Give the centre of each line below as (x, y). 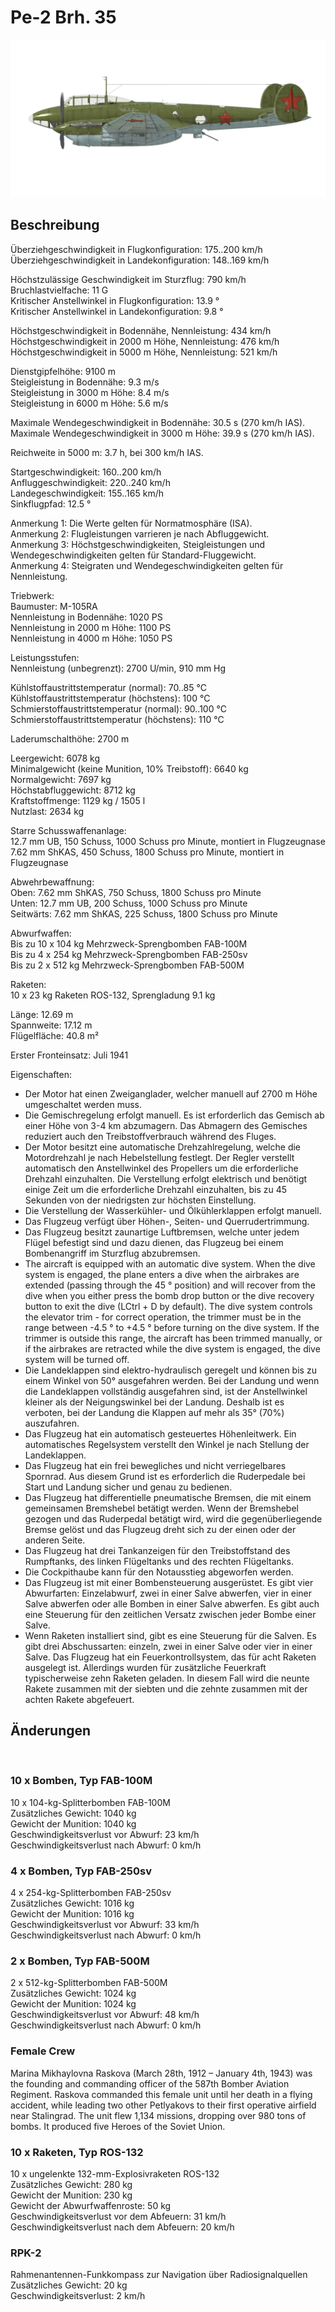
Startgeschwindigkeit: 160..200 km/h (86, 472)
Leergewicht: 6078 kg (55, 758)
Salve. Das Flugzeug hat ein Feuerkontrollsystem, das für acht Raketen (170, 1657)
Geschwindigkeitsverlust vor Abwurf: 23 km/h (105, 1834)
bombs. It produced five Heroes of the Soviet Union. (118, 2126)
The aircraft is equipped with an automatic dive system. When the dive (170, 1263)
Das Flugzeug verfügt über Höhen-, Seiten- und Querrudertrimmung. (167, 1221)
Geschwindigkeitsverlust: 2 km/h (78, 2296)
